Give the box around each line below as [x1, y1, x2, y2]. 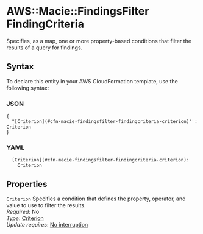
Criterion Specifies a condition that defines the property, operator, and [6, 195, 186, 202]
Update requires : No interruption [6, 221, 88, 229]
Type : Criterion [6, 214, 44, 222]
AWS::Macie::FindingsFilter [6, 4, 149, 18]
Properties [6, 179, 48, 190]
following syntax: [6, 84, 49, 91]
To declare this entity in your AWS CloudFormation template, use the [6, 77, 178, 85]
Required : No [6, 208, 40, 216]
